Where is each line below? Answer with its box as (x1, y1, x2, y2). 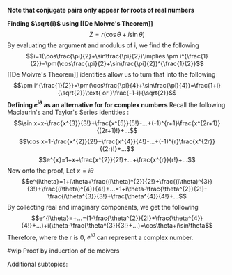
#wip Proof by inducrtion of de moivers (7, 246, 120, 255)
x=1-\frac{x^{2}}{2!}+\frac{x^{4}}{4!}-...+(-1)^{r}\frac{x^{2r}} (40, 137, 216, 146)
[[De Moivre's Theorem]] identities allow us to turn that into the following (7, 70, 216, 79)
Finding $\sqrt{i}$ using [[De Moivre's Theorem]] (7, 19, 153, 27)
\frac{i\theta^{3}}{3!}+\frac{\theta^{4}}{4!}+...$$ (47, 191, 187, 201)
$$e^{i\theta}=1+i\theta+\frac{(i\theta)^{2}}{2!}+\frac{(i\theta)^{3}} (21, 177, 213, 185)
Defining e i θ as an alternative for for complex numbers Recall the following (7, 100, 226, 109)
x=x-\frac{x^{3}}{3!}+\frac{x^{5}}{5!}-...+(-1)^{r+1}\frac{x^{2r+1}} (33, 118, 221, 127)
